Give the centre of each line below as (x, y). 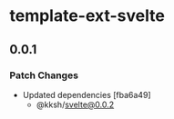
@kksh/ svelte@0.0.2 (75, 104)
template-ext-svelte (87, 16)
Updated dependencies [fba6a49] (87, 94)
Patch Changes (44, 75)
